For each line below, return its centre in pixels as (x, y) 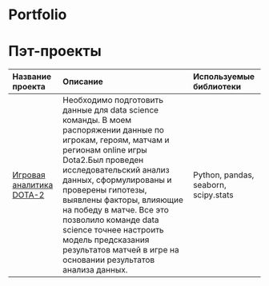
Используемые (224, 77)
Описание (83, 81)
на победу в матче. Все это (116, 210)
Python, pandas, (224, 175)
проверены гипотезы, (105, 190)
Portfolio (38, 15)
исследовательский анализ (116, 170)
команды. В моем (97, 120)
